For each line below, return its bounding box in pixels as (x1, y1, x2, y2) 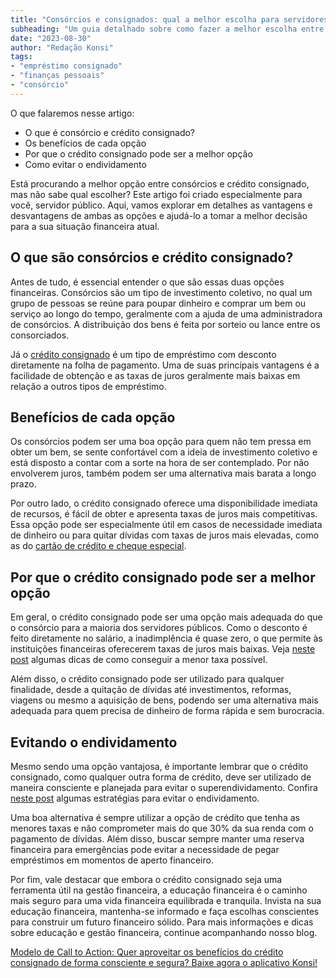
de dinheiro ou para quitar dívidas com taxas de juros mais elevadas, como (10, 529, 320, 541)
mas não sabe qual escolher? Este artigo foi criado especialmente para (10, 188, 303, 200)
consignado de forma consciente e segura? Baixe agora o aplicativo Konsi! (10, 957, 318, 968)
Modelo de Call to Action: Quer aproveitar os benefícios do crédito (10, 946, 284, 958)
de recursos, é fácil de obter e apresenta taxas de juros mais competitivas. (10, 508, 318, 520)
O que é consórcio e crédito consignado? (24, 126, 196, 138)
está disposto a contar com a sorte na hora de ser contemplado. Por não (10, 457, 310, 469)
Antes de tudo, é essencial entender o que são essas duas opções (10, 276, 285, 288)
